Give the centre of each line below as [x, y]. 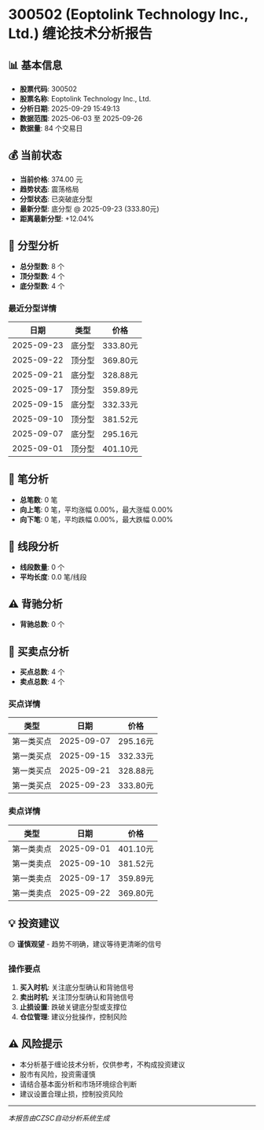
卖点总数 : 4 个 [42, 682]
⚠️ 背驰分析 [35, 604]
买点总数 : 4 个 [42, 672]
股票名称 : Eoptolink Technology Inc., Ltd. [85, 99]
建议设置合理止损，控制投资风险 [71, 1094]
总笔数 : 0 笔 [38, 499]
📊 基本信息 [35, 65]
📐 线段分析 [33, 547]
